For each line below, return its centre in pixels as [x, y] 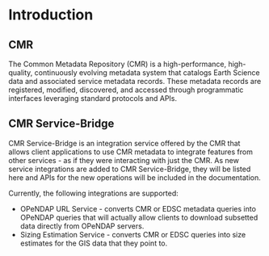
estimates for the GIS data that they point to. [94, 243]
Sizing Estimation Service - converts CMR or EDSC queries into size [133, 234]
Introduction [51, 15]
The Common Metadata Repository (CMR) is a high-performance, [118, 64]
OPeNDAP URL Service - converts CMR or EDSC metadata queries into [138, 208]
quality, [21, 73]
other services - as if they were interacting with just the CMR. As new [124, 160]
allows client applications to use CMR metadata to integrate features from [130, 152]
